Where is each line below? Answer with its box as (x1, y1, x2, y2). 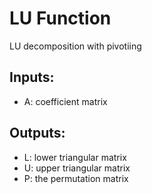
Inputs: (9, 69, 55, 86)
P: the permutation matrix (23, 172, 129, 184)
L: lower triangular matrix (23, 151, 127, 163)
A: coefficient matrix (23, 95, 108, 107)
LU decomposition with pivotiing (9, 40, 142, 52)
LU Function (9, 7, 112, 30)
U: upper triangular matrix (23, 162, 131, 174)
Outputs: (9, 125, 66, 142)
